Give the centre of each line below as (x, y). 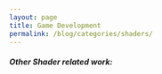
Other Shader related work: (61, 62)
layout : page (33, 17)
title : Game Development (55, 26)
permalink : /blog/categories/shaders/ (81, 33)
